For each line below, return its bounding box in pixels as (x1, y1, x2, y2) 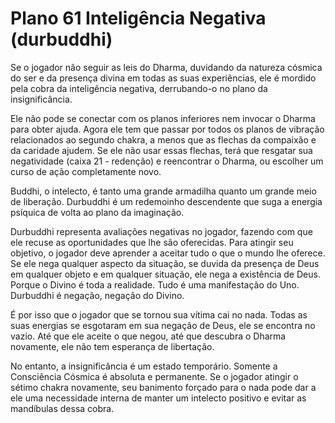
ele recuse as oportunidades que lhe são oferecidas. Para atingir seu (10, 236, 294, 248)
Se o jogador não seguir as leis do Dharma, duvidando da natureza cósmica (10, 61, 323, 73)
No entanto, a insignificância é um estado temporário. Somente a (10, 360, 278, 372)
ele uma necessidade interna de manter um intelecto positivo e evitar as (10, 392, 307, 404)
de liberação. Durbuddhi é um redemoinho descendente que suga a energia (10, 195, 323, 207)
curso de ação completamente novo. (10, 165, 162, 177)
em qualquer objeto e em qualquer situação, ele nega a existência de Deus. (10, 268, 321, 280)
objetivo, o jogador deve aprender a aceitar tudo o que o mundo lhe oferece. (10, 247, 326, 259)
